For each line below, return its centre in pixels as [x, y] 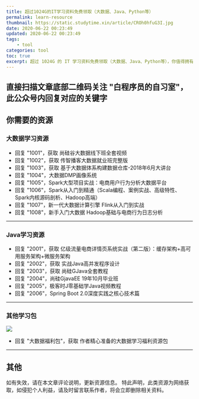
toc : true [18, 56]
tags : [13, 39]
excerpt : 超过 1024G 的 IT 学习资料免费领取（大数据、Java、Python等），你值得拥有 [100, 61]
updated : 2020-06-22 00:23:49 [44, 34]
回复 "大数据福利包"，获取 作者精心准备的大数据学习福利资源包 [91, 341]
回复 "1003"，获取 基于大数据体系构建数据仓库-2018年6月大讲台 [93, 168]
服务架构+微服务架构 [45, 256]
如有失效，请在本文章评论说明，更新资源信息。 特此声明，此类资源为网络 [95, 382]
